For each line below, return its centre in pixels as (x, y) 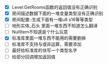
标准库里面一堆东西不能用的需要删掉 (49, 38)
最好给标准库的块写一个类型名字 (44, 50)
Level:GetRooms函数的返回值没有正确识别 (54, 7)
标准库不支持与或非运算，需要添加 (47, 44)
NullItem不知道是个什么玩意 (40, 32)
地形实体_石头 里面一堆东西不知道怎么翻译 (55, 26)
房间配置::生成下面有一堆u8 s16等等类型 (52, 20)
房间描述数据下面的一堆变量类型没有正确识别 (57, 13)
